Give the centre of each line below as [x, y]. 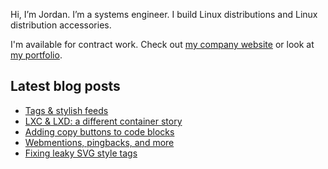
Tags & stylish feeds [66, 110]
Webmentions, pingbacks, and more [99, 142]
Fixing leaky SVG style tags [81, 153]
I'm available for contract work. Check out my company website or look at [162, 44]
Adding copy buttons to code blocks [99, 131]
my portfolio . [36, 55]
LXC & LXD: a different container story [103, 121]
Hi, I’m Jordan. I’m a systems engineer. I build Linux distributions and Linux [164, 14]
